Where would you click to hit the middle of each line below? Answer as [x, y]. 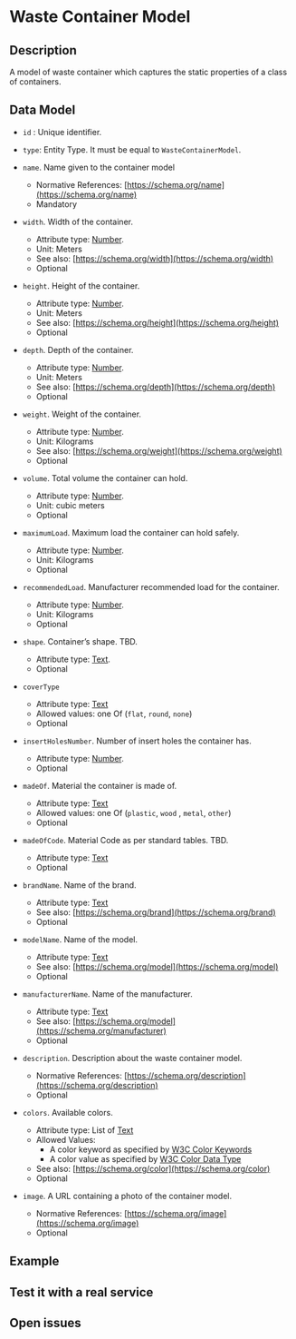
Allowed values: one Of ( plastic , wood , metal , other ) [134, 812]
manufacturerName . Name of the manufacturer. [107, 994]
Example [34, 1261]
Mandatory [57, 204]
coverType [41, 687]
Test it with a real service [81, 1292]
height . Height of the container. [81, 286]
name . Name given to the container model [98, 167]
